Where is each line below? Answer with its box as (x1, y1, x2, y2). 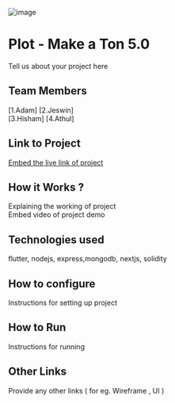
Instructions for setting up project (8, 298, 117, 307)
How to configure (8, 277, 96, 291)
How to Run (8, 321, 67, 334)
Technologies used (8, 233, 105, 246)
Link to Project (8, 137, 81, 150)
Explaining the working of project (8, 202, 116, 211)
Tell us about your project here (8, 61, 108, 70)
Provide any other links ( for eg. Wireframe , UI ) (8, 386, 165, 395)
